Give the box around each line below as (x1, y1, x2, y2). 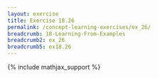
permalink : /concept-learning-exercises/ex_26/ (7, 23, 152, 30)
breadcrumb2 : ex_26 (7, 37, 65, 44)
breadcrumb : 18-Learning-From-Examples (7, 30, 126, 38)
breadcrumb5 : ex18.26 (7, 43, 72, 50)
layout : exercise (7, 10, 59, 18)
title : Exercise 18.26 (7, 17, 75, 24)
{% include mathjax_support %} (7, 63, 101, 71)
